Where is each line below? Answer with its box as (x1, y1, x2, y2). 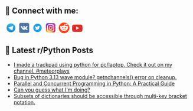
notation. (13, 99, 35, 106)
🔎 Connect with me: (5, 6, 78, 16)
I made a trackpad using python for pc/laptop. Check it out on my (13, 61, 173, 68)
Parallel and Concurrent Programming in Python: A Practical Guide (13, 80, 175, 87)
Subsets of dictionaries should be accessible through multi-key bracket (13, 92, 188, 99)
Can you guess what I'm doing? (13, 86, 90, 93)
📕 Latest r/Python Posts (5, 45, 94, 56)
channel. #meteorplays (13, 67, 70, 74)
